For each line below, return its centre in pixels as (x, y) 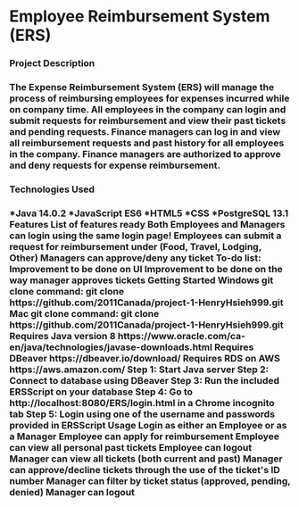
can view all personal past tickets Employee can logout (131, 447)
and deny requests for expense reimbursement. (115, 165)
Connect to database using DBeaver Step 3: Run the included (144, 380)
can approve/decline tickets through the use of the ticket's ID (145, 470)
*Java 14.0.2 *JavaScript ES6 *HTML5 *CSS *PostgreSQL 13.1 (149, 213)
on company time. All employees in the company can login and (148, 110)
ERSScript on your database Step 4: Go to (101, 392)
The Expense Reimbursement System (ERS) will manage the (142, 87)
